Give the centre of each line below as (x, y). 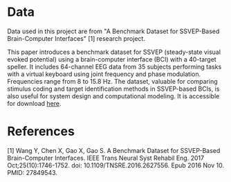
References (41, 131)
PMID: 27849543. (32, 172)
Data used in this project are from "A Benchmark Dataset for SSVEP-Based (113, 31)
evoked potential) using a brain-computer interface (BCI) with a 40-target (112, 59)
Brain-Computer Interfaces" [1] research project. (76, 38)
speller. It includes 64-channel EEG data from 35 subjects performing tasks (114, 66)
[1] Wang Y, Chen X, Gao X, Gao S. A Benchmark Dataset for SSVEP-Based (114, 150)
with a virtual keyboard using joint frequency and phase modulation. (104, 74)
